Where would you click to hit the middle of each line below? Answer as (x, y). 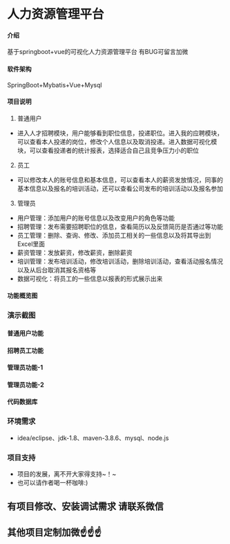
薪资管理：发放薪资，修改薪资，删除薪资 (75, 252)
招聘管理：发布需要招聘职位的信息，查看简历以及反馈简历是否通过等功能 (120, 227)
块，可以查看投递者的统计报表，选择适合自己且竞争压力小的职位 (108, 150)
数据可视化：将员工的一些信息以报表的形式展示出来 (90, 279)
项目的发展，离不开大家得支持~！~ (67, 474)
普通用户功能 (25, 333)
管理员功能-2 (26, 385)
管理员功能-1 (25, 367)
